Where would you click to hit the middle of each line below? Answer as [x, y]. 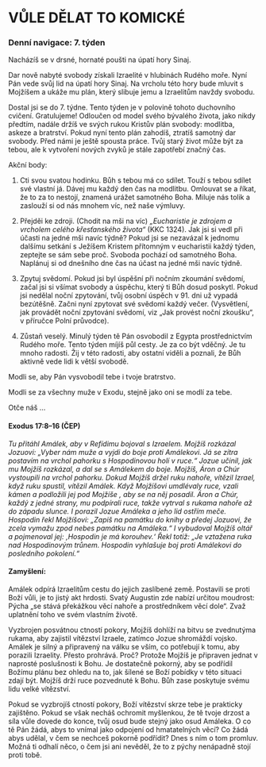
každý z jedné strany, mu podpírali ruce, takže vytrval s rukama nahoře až [130, 503]
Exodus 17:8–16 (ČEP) [44, 426]
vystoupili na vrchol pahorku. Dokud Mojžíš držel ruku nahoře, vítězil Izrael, [132, 477]
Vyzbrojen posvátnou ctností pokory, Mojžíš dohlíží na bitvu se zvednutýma [132, 630]
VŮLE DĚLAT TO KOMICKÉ [97, 18]
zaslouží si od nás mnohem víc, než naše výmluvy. [102, 206]
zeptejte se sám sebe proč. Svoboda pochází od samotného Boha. [128, 255]
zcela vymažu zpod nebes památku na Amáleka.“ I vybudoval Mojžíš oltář [130, 528]
